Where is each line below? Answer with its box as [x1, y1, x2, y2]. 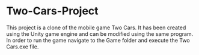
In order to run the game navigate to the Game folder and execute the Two [6, 36, 191, 44]
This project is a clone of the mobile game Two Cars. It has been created [6, 24, 186, 31]
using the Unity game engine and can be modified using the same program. [6, 30, 194, 37]
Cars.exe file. [6, 43, 39, 50]
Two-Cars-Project [6, 4, 99, 18]
